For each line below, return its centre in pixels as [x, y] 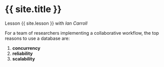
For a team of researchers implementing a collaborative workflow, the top [82, 33]
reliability [22, 53]
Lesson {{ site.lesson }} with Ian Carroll [46, 23]
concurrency [26, 48]
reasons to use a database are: [37, 38]
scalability [24, 58]
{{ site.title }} [33, 9]
